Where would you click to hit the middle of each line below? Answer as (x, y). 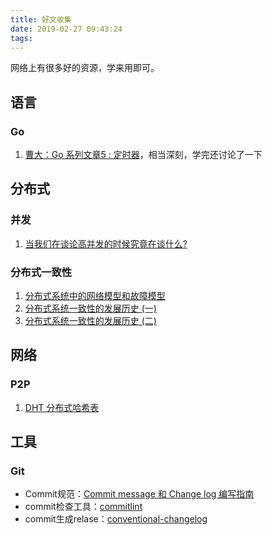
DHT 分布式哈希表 (62, 407)
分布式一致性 (41, 272)
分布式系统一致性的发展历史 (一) (90, 308)
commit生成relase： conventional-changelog (116, 519)
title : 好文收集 (41, 19)
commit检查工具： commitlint (83, 507)
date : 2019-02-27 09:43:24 (66, 29)
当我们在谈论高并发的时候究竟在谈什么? (106, 243)
